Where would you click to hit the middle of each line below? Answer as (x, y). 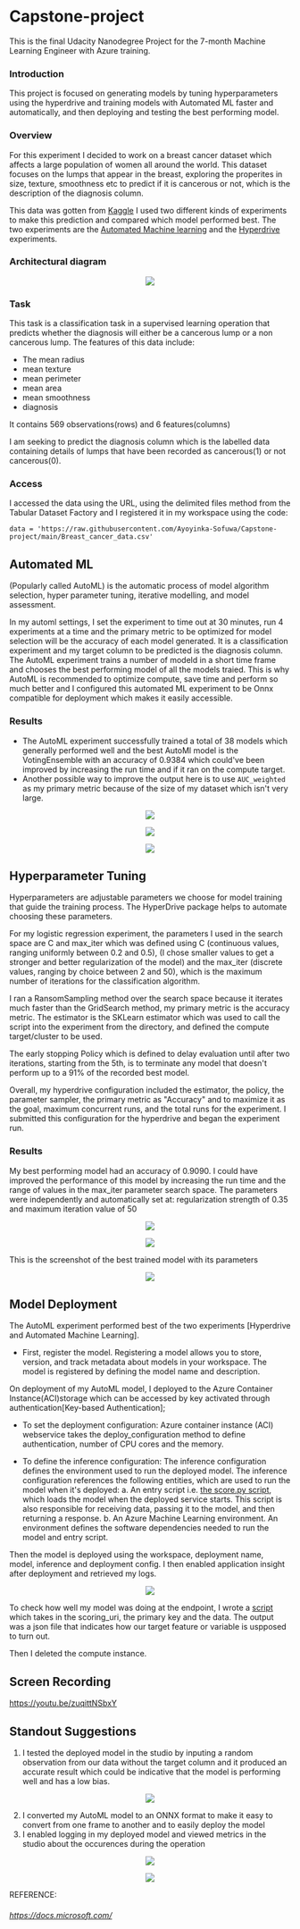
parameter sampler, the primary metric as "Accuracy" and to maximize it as (147, 1100)
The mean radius (53, 360)
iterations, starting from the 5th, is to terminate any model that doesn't (138, 1063)
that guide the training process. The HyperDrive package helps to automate (148, 907)
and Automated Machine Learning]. (75, 1335)
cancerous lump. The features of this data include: (102, 342)
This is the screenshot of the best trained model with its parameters (134, 1259)
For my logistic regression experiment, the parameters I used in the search (146, 934)
